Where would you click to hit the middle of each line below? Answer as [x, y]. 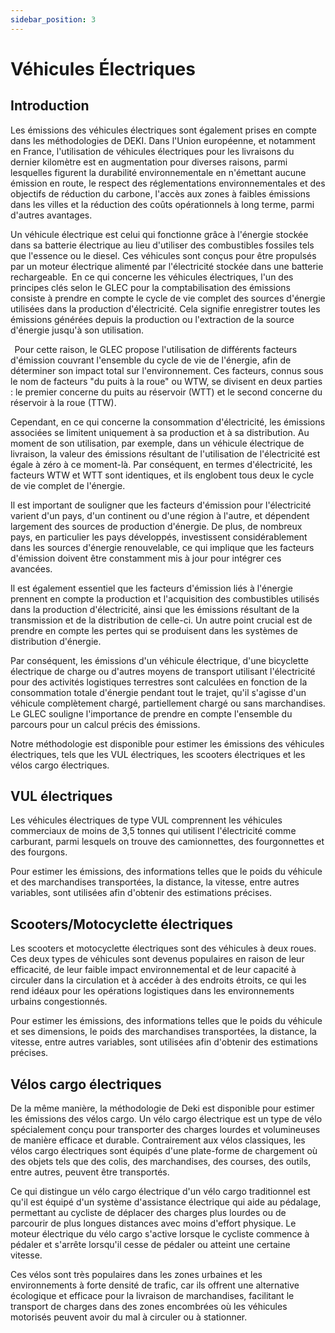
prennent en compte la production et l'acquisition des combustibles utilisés [165, 598]
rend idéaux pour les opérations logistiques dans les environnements [152, 991]
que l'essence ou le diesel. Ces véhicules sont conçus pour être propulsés [163, 255]
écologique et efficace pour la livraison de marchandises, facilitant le [152, 1296]
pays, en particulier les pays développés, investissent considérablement [159, 537]
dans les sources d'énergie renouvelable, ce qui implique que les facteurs [162, 547]
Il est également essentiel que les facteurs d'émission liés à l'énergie [151, 588]
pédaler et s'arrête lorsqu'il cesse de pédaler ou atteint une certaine [150, 1245]
